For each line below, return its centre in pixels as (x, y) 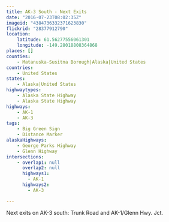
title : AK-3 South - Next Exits (46, 12)
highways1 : (36, 174)
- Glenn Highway (37, 151)
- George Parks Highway (47, 145)
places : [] (20, 51)
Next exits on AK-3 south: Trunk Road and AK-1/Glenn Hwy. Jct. (85, 212)
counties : (19, 56)
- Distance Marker (40, 135)
